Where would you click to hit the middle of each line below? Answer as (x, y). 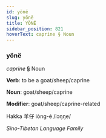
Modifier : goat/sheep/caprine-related (53, 104)
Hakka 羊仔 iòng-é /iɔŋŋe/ (39, 116)
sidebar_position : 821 (35, 29)
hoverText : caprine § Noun (40, 34)
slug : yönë (20, 18)
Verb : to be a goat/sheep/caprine (48, 80)
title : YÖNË (21, 23)
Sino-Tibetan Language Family (45, 128)
